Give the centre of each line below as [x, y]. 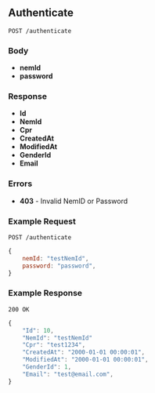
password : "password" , [59, 266]
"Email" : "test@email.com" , [68, 374]
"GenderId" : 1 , [47, 367]
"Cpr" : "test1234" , [54, 345]
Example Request [42, 221]
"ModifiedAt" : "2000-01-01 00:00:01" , [85, 360]
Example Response [45, 293]
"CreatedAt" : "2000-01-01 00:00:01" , [84, 352]
